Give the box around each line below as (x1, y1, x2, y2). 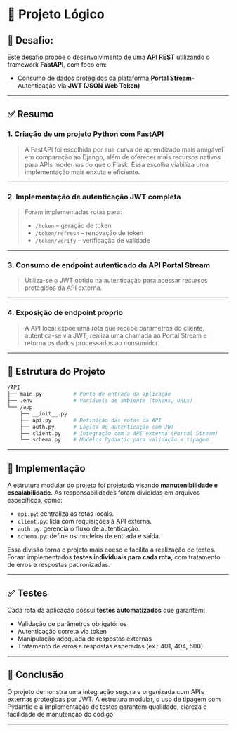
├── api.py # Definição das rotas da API (20, 417, 162, 424)
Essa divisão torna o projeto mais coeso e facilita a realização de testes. (7, 545, 216, 554)
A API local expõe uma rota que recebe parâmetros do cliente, (24, 324, 205, 332)
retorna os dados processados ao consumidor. (24, 338, 160, 347)
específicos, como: (7, 496, 63, 505)
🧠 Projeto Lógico (7, 6, 105, 22)
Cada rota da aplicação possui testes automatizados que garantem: (7, 606, 206, 614)
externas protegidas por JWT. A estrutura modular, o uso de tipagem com (7, 695, 221, 703)
